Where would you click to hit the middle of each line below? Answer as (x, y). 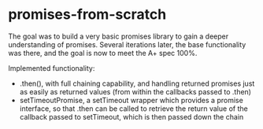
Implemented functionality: (52, 68)
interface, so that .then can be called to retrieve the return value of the (133, 109)
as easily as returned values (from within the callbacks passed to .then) (135, 91)
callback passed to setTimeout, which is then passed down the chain (131, 116)
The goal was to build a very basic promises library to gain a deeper (119, 36)
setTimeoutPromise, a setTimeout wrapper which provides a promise (131, 100)
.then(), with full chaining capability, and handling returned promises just (137, 83)
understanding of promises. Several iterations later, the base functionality (127, 44)
